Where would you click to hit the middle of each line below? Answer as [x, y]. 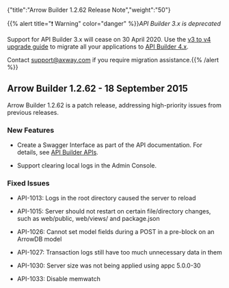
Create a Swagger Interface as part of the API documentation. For [110, 145]
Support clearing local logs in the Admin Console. [87, 166]
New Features [31, 130]
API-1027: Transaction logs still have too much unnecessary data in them [119, 252]
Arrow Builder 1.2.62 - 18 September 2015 [97, 89]
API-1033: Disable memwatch [58, 279]
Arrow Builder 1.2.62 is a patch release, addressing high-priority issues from [114, 105]
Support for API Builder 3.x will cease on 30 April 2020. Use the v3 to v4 [109, 39]
